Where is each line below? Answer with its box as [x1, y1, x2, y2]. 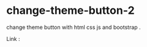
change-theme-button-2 [6, 4, 135, 17]
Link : [6, 35, 20, 42]
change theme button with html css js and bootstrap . [6, 23, 141, 31]
